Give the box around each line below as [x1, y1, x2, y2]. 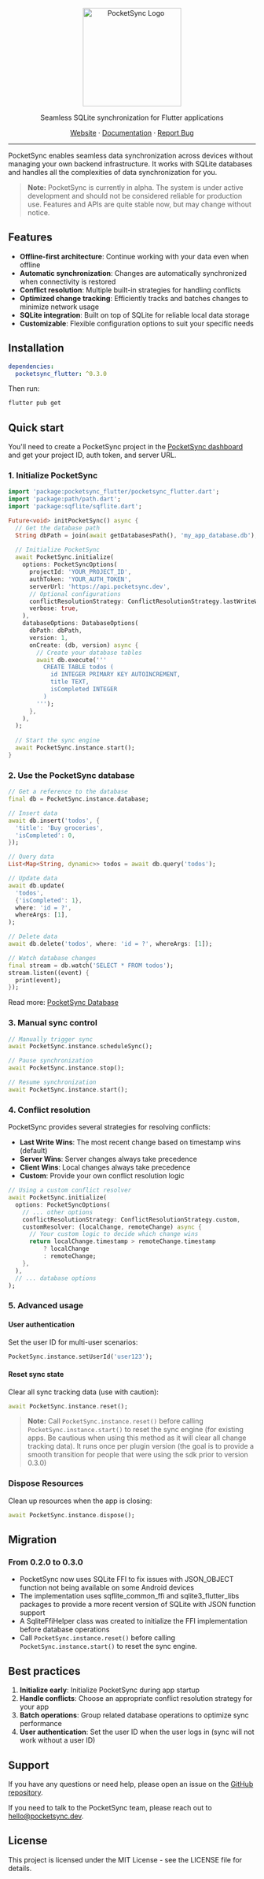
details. [8, 1863, 32, 1873]
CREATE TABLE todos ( [42, 663, 114, 672]
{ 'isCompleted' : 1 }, [15, 896, 82, 904]
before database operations [19, 1624, 110, 1635]
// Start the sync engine [15, 737, 101, 745]
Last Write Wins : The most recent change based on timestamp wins [19, 1137, 241, 1147]
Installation [8, 341, 64, 355]
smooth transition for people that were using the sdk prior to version [27, 1450, 249, 1460]
